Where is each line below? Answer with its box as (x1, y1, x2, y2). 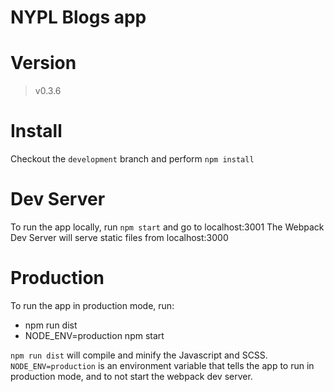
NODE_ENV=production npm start (24, 329, 165, 341)
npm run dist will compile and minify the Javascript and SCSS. (10, 349, 268, 361)
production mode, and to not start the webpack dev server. (10, 370, 253, 382)
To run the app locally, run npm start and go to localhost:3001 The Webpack (10, 221, 325, 233)
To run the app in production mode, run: (10, 299, 175, 311)
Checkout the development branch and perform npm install (10, 153, 255, 165)
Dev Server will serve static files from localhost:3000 (10, 232, 229, 243)
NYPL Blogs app (10, 6, 147, 29)
